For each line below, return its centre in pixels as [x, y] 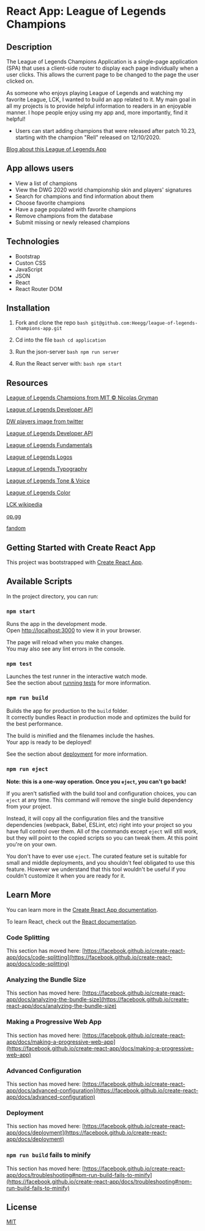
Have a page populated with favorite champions [76, 209]
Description [29, 47]
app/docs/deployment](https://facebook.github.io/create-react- [87, 1133]
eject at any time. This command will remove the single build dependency [100, 800]
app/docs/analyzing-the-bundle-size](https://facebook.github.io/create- [98, 999]
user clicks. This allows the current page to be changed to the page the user [102, 74]
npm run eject [27, 769]
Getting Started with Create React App [81, 547]
